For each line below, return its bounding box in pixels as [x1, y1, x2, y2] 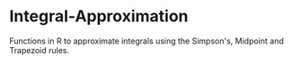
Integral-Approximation [9, 6, 189, 27]
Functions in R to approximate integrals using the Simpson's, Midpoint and [9, 35, 285, 46]
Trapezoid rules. [9, 44, 70, 55]
